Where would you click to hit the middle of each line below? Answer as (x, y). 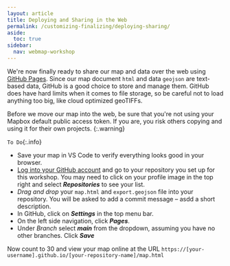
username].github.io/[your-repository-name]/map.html (86, 255)
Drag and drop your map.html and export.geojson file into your (105, 191)
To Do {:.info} (25, 142)
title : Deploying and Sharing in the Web (67, 20)
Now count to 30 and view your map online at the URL (83, 249)
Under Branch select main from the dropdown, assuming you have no (116, 228)
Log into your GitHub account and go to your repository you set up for (116, 170)
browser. (30, 162)
